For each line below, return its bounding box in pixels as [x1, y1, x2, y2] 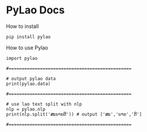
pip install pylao [6, 34, 51, 40]
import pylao [6, 55, 38, 61]
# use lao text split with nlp [6, 101, 82, 107]
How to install [6, 23, 39, 30]
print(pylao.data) [6, 81, 51, 87]
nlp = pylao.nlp [6, 106, 45, 112]
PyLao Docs [6, 3, 65, 17]
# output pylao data [6, 76, 57, 81]
